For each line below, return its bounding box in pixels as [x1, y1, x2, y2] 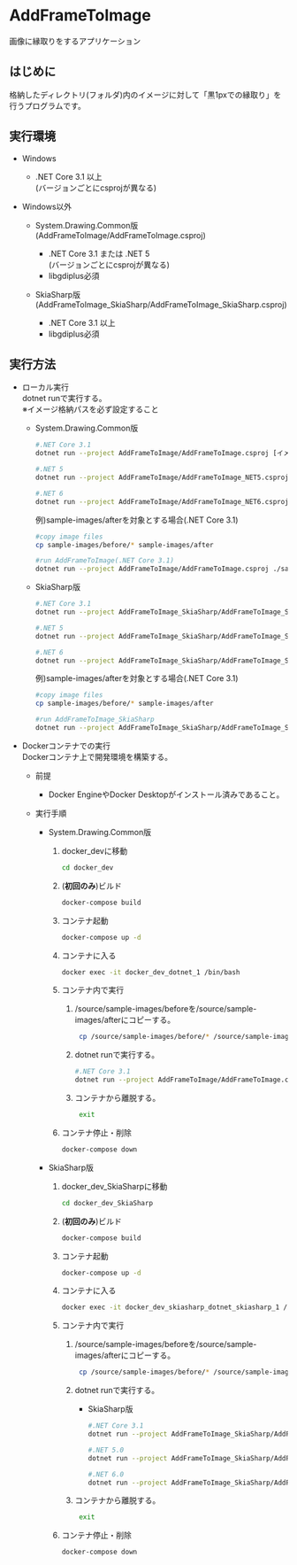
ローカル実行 [21, 382, 69, 392]
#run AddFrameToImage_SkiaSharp [34, 715, 155, 724]
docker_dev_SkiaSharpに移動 [61, 1181, 168, 1191]
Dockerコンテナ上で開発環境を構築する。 [21, 751, 173, 762]
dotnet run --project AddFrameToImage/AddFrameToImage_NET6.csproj [34, 497, 289, 506]
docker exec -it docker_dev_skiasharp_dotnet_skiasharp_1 [61, 1303, 280, 1312]
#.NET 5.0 [88, 1445, 125, 1454]
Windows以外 [21, 201, 72, 212]
